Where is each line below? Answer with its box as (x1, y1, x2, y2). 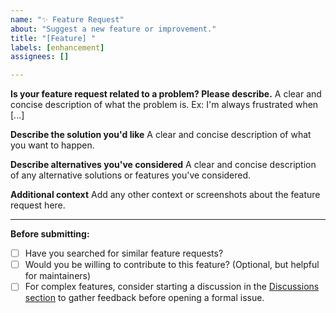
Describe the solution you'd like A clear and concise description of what (10, 129, 312, 141)
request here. (10, 199, 66, 211)
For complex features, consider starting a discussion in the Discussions (24, 281, 320, 293)
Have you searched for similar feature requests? (24, 247, 224, 260)
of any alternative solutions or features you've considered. (10, 169, 252, 181)
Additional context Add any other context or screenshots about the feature (10, 189, 321, 201)
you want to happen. (10, 139, 95, 151)
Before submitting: (10, 228, 90, 240)
